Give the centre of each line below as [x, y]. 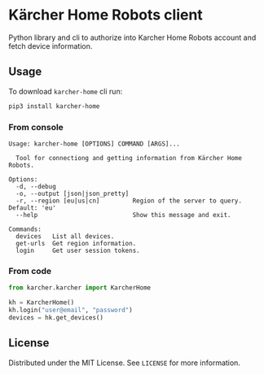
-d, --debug [36, 186]
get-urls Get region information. [76, 243]
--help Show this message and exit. [123, 215]
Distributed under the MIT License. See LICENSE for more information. [124, 363]
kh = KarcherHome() [42, 302]
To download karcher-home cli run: [66, 91]
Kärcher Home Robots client [106, 15]
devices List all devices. [65, 236]
